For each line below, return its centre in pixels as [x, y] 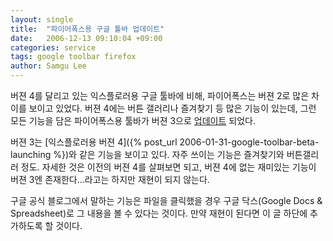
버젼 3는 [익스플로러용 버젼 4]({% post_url [94, 142]
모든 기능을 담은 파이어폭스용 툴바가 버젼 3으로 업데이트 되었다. [133, 120]
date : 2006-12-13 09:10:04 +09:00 [86, 38]
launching [31, 154]
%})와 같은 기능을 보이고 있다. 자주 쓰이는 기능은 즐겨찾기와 [169, 154]
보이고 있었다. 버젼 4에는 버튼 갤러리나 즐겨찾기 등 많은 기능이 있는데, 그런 [172, 108]
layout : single [42, 19]
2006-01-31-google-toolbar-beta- [249, 142]
